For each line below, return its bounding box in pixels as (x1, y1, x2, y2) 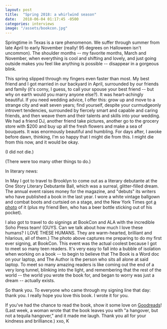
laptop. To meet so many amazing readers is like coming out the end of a (5, 262, 155, 268)
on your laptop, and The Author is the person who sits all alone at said (5, 256, 149, 262)
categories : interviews (5, 21, 55, 26)
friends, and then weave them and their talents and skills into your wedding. (5, 113, 161, 119)
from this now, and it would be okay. (5, 139, 80, 145)
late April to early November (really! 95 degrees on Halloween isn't (5, 45, 142, 51)
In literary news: (5, 168, 38, 174)
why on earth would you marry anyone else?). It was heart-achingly (5, 92, 144, 98)
